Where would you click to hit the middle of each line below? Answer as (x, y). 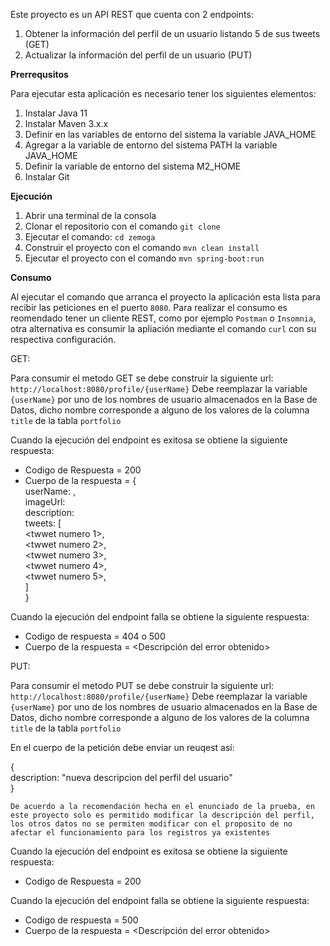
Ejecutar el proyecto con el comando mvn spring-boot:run (144, 258)
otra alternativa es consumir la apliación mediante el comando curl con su (163, 328)
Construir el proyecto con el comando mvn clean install (142, 247)
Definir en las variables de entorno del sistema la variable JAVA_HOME (170, 134)
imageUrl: (45, 502)
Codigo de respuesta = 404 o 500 (95, 636)
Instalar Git (47, 177)
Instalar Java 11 (56, 113)
